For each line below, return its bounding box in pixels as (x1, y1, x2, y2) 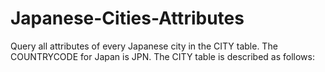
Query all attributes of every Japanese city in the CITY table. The (10, 40, 278, 52)
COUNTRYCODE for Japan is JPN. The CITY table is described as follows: (10, 50, 315, 62)
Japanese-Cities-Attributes (10, 7, 245, 30)
